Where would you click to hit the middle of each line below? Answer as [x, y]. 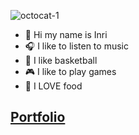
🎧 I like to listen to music [76, 46]
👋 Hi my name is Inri [66, 34]
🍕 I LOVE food [53, 86]
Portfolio [38, 117]
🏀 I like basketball [61, 60]
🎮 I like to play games [70, 71]
